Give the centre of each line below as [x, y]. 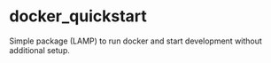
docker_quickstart [78, 16]
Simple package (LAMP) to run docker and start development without [136, 41]
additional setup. [40, 50]
